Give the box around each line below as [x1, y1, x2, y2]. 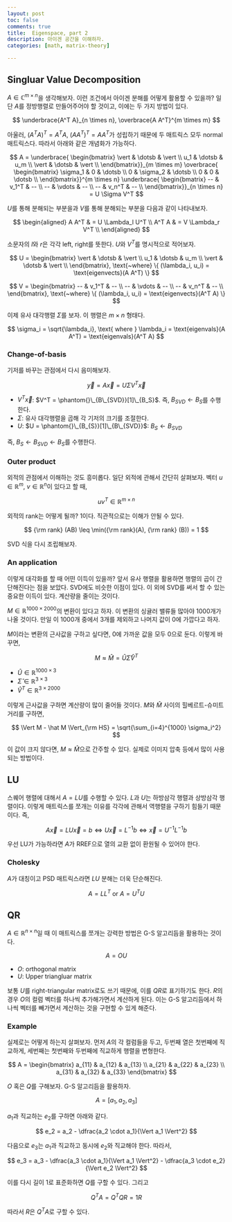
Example [7, 1021, 37, 1031]
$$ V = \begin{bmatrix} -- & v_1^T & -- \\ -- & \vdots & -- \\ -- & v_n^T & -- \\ [9, 282, 224, 290]
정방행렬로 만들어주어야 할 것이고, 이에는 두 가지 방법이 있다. [26, 102, 188, 111]
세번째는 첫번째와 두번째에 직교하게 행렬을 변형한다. [27, 1047, 166, 1055]
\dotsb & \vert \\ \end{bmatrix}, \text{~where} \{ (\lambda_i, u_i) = [23, 261, 210, 269]
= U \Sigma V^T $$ [89, 190, 144, 198]
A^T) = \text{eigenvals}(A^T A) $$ [68, 332, 165, 340]
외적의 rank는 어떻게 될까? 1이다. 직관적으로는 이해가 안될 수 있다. [7, 512, 184, 520]
